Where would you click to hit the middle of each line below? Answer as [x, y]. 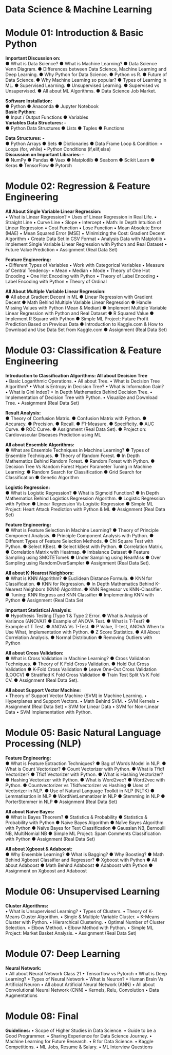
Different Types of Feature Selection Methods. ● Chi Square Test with [79, 541]
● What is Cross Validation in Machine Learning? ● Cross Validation [78, 658]
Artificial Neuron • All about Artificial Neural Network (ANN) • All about [80, 984]
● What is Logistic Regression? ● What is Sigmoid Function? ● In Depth [82, 493]
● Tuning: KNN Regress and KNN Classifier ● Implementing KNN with [80, 595]
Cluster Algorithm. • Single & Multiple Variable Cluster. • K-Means [90, 917]
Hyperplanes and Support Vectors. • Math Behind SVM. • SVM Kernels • [82, 701]
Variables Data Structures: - [36, 123]
